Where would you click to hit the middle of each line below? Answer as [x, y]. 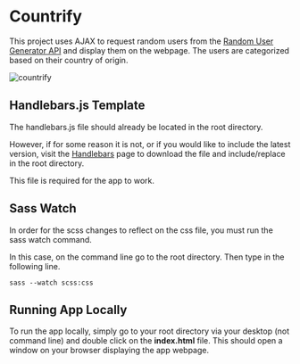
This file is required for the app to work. [82, 180]
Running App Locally [68, 310]
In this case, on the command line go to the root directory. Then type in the [147, 257]
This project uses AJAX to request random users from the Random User [142, 41]
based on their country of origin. [69, 60]
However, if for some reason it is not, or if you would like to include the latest [150, 144]
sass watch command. [50, 239]
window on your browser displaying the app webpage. [109, 351]
